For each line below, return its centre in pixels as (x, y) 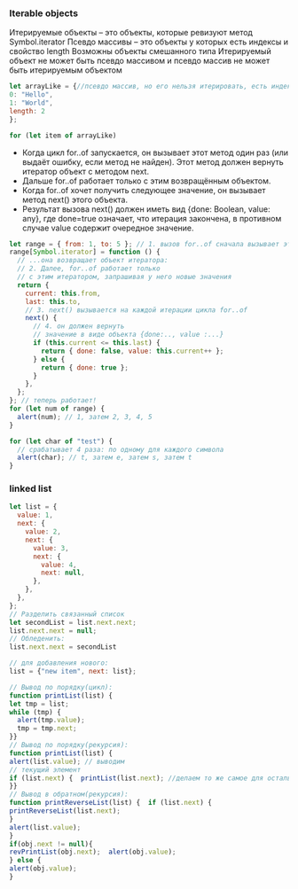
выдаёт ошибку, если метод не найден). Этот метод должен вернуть (153, 161)
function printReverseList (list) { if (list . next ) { (111, 803)
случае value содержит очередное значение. (108, 228)
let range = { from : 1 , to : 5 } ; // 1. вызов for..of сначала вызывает (144, 244)
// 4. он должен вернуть (78, 326)
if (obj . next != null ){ (51, 844)
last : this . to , (53, 301)
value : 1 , (35, 515)
